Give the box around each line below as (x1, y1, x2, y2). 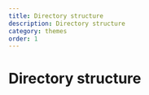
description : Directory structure (8, 19, 126, 28)
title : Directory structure (8, 11, 104, 20)
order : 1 (8, 34, 38, 43)
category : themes (8, 27, 68, 35)
